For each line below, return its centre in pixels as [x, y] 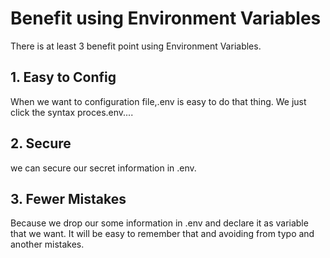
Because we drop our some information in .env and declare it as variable [159, 223]
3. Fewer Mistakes [68, 198]
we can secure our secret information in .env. [103, 168]
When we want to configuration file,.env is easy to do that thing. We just [158, 101]
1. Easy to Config [63, 77]
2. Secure [41, 143]
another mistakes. [47, 244]
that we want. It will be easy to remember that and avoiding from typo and [162, 234]
